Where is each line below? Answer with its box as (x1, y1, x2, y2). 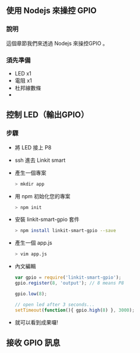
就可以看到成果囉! (14, 318, 58, 326)
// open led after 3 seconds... (14, 301, 95, 308)
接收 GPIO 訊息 (6, 338, 61, 348)
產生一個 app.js (14, 239, 52, 246)
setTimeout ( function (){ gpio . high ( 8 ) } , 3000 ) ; (14, 307, 135, 313)
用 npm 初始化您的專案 (14, 192, 71, 199)
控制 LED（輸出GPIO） (6, 110, 89, 120)
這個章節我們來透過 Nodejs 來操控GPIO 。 (6, 39, 109, 46)
